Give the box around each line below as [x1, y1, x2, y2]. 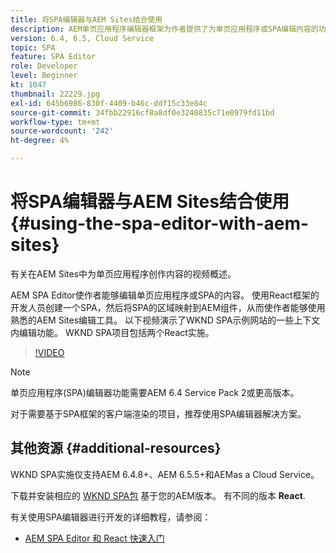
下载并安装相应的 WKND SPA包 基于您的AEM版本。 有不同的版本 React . [10, 489, 306, 501]
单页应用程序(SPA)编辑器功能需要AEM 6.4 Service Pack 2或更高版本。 [10, 386, 300, 398]
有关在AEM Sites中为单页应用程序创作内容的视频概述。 [10, 267, 237, 280]
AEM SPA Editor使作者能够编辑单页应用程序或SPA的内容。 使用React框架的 [10, 289, 320, 301]
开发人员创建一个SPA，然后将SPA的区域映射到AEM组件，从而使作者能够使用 [10, 301, 326, 313]
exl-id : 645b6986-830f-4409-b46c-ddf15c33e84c [10, 98, 208, 108]
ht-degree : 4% [10, 136, 70, 146]
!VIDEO [34, 346, 65, 358]
